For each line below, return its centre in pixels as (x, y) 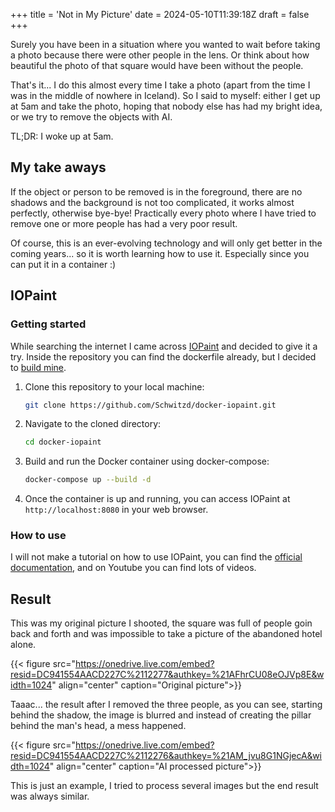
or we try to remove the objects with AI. (91, 117)
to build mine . (38, 367)
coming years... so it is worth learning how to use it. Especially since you (160, 253)
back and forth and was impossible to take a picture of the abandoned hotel (166, 634)
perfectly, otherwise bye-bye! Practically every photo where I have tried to (163, 213)
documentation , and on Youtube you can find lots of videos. (133, 568)
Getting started (48, 324)
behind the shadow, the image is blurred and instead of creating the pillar (161, 715)
